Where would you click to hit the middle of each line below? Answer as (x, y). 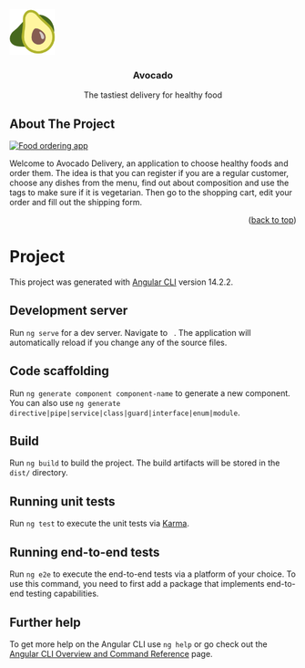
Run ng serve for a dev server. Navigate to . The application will (131, 332)
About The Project (62, 124)
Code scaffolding (59, 371)
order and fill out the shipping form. (76, 203)
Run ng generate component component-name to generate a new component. (150, 393)
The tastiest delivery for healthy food (153, 95)
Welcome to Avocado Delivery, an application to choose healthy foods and (149, 163)
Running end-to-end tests (85, 552)
